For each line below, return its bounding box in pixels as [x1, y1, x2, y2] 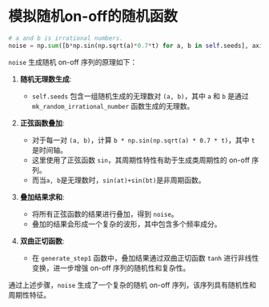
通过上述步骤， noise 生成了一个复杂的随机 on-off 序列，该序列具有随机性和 [8, 280, 256, 289]
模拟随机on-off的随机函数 [8, 7, 178, 26]
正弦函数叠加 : [19, 118, 65, 128]
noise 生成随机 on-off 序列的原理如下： [8, 57, 138, 66]
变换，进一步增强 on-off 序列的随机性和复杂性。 [31, 263, 191, 273]
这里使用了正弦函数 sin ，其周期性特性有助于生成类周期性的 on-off [31, 155, 251, 165]
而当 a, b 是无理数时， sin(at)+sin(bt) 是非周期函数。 [31, 175, 206, 185]
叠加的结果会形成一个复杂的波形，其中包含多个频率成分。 [31, 219, 222, 229]
